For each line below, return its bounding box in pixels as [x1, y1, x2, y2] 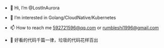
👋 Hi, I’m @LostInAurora [10, 5, 60, 11]
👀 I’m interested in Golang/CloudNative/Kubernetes [10, 15, 116, 20]
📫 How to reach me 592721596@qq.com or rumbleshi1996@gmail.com [10, 25, 159, 30]
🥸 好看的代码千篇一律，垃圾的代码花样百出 [10, 37, 98, 43]
